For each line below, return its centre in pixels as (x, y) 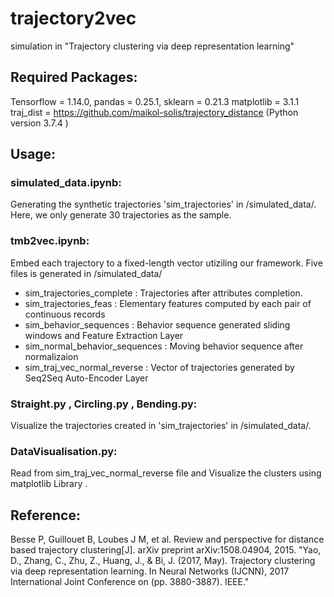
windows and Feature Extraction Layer (104, 335)
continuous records (65, 314)
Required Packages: (74, 77)
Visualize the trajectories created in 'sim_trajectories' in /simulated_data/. (161, 426)
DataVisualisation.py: (64, 451)
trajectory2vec (73, 18)
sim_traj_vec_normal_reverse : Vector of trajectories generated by (159, 367)
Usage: (33, 154)
